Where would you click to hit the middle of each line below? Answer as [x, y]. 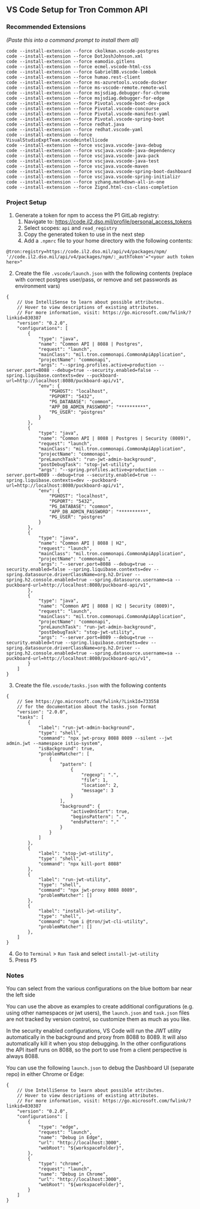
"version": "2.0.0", [43, 712]
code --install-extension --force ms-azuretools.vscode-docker [87, 82]
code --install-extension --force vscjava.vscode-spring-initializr [93, 177]
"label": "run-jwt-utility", [75, 880]
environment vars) [37, 286]
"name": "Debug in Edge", [70, 1138]
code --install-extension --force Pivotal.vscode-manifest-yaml [88, 114]
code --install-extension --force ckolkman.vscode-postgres [83, 51]
